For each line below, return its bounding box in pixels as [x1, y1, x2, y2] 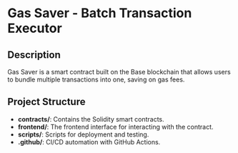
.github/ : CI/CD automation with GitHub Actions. [17, 137, 161, 146]
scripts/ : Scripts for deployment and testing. [17, 130, 149, 139]
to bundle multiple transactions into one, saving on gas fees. [7, 75, 185, 84]
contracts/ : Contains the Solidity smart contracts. [17, 114, 164, 123]
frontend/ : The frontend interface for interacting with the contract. [17, 122, 214, 131]
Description [7, 49, 61, 61]
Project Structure [7, 96, 86, 108]
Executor [7, 20, 62, 36]
